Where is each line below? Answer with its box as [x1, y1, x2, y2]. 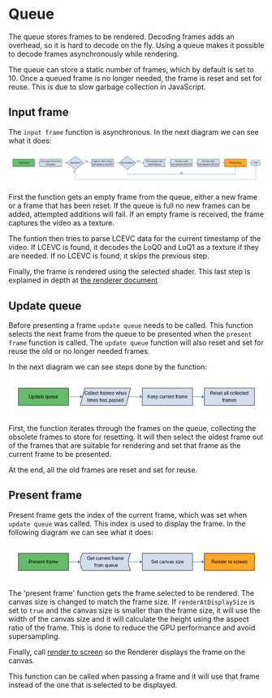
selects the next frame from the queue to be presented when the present [8, 330, 253, 339]
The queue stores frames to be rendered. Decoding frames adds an [8, 32, 235, 41]
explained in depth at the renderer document [8, 275, 158, 285]
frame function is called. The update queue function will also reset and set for [8, 338, 264, 347]
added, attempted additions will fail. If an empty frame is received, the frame [8, 209, 264, 219]
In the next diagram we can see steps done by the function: [8, 362, 208, 372]
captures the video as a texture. [8, 218, 115, 228]
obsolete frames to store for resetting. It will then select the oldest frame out [8, 432, 264, 442]
